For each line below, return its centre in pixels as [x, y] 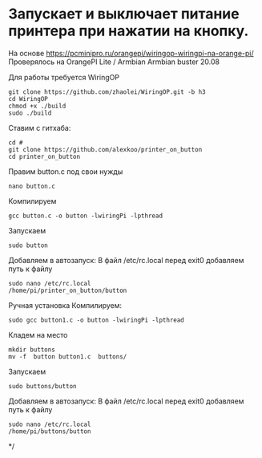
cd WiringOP [28, 99]
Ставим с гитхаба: [40, 128]
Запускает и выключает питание [124, 14]
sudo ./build [30, 113]
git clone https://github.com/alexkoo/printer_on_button [105, 149]
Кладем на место [38, 334]
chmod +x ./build [37, 106]
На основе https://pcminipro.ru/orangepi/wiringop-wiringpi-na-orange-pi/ [131, 53]
